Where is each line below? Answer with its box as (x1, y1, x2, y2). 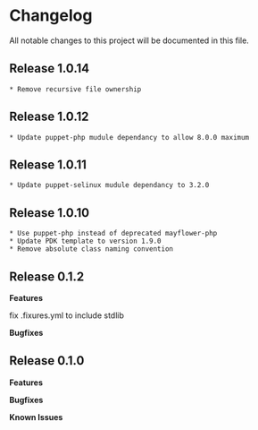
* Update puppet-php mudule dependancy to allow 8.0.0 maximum (9, 133, 250, 142)
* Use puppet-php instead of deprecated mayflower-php (9, 229, 218, 238)
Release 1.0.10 (9, 205, 90, 220)
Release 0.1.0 (9, 353, 85, 368)
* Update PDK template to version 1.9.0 (9, 236, 162, 246)
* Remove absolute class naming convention (9, 245, 174, 254)
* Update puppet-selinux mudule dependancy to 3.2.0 (9, 181, 210, 190)
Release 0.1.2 (9, 269, 85, 284)
